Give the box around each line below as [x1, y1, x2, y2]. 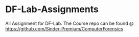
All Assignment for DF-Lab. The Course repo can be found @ [5, 20, 134, 26]
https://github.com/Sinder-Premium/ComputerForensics [5, 25, 124, 31]
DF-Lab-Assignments [5, 4, 99, 15]
